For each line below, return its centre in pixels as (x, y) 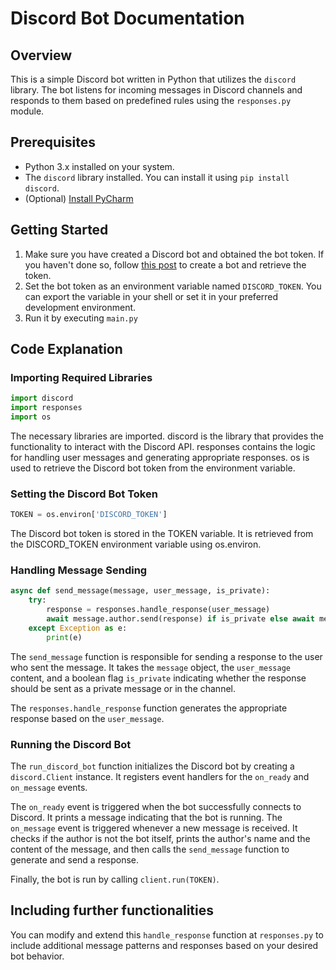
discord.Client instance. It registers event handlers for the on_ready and (160, 776)
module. (27, 111)
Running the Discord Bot (71, 744)
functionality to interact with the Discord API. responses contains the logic (163, 446)
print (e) (64, 637)
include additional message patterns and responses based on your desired (164, 945)
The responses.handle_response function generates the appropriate (149, 708)
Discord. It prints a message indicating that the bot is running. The (146, 817)
